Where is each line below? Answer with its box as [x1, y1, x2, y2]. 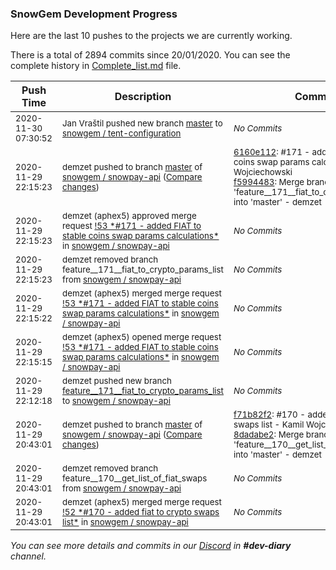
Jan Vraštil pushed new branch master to [62, 118, 223, 129]
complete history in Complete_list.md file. [10, 60, 182, 72]
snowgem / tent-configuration [62, 128, 182, 139]
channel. [10, 550, 47, 562]
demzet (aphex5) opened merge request [62, 332, 222, 343]
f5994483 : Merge [233, 177, 305, 188]
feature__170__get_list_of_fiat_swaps [62, 473, 208, 484]
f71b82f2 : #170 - [233, 409, 306, 421]
